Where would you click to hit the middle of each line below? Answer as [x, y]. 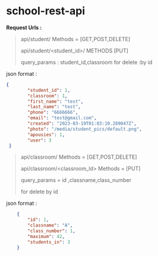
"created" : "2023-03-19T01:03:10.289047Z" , [82, 124]
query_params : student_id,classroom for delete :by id [86, 62]
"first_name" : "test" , [56, 101]
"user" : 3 [39, 140]
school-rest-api [46, 11]
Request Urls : [24, 27]
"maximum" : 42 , [46, 236]
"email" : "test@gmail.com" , [62, 118]
